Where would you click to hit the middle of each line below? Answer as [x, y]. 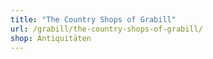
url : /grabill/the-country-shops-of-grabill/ [106, 29]
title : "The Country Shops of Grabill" [93, 19]
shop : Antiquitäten [51, 38]
